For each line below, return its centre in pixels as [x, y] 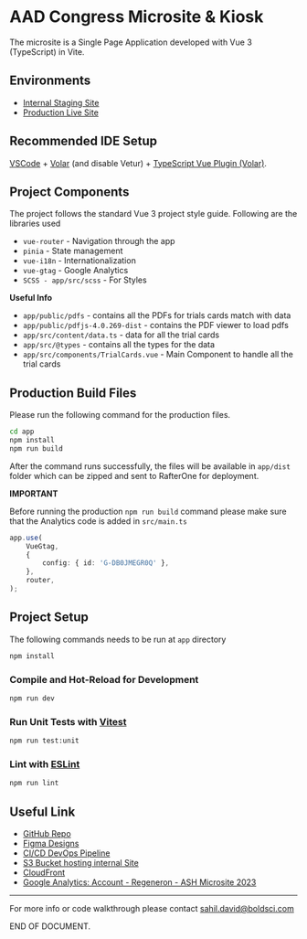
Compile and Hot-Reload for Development [104, 679]
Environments [50, 81]
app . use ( [26, 538]
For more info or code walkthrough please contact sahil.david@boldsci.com [152, 908]
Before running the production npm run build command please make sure [148, 511]
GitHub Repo [47, 833]
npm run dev [32, 698]
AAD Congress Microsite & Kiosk [137, 17]
